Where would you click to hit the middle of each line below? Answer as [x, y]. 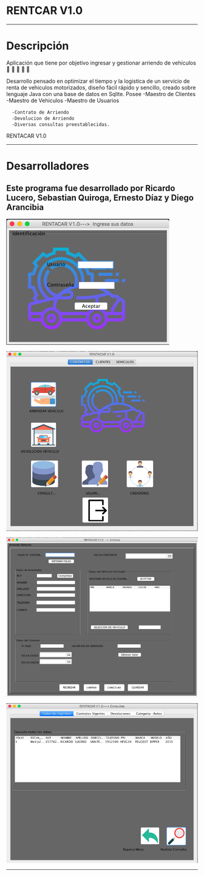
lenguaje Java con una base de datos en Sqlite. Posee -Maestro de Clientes [101, 94]
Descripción [38, 46]
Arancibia [25, 207]
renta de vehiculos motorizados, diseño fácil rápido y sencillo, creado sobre [101, 87]
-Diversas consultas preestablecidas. [61, 124]
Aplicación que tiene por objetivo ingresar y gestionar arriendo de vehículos [101, 63]
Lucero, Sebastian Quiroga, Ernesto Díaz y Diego [100, 198]
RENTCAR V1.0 [45, 11]
